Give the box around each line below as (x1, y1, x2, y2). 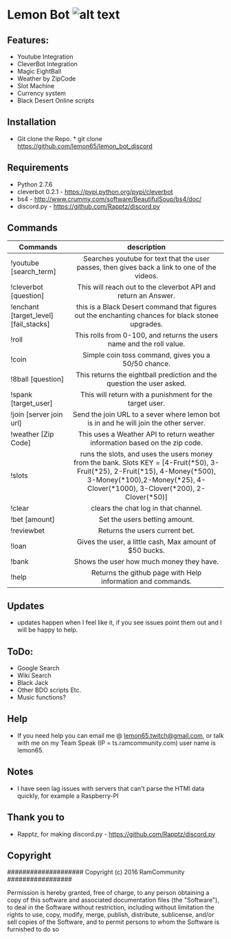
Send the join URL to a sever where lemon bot (72, 410, 221, 419)
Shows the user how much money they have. (74, 557, 219, 567)
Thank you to (7, 812, 65, 823)
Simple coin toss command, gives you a (82, 350, 211, 360)
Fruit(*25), (76, 467, 112, 476)
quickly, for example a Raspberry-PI (16, 792, 119, 800)
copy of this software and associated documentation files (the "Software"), (7, 896, 220, 905)
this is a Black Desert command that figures (76, 302, 217, 312)
